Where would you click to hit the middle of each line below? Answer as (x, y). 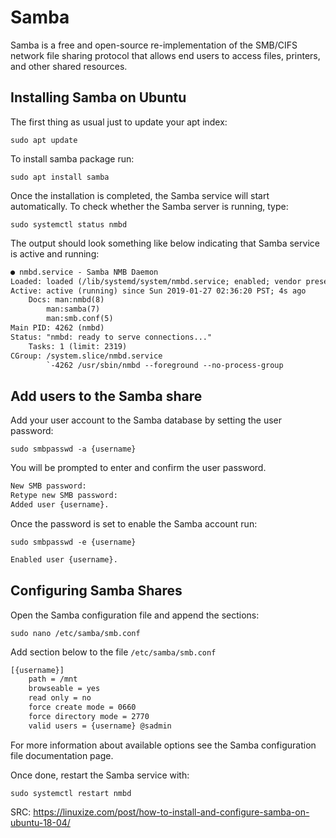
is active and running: (55, 253)
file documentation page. (62, 755)
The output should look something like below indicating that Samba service (165, 243)
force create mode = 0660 (82, 707)
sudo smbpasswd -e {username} (73, 542)
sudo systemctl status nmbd (69, 224)
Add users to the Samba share (106, 396)
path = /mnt (53, 679)
